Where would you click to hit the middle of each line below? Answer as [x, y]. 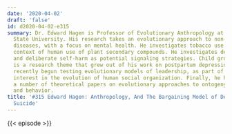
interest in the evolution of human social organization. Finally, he [117, 78]
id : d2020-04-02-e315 [38, 26]
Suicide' [26, 104]
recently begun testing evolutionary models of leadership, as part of [119, 71]
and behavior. [33, 90]
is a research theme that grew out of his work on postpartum [105, 65]
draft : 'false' [29, 20]
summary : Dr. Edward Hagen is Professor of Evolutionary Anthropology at [116, 33]
